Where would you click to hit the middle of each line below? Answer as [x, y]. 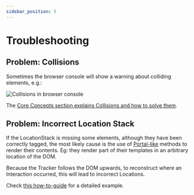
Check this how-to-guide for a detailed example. [65, 186]
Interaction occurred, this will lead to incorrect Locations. [75, 174]
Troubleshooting [48, 40]
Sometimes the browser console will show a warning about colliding [89, 76]
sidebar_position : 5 [32, 11]
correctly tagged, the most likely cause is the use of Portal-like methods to [97, 144]
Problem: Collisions [43, 62]
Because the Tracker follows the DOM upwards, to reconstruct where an [94, 168]
